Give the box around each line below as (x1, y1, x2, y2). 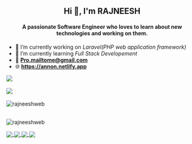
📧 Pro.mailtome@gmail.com (15, 56, 88, 63)
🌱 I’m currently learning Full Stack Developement (15, 49, 138, 57)
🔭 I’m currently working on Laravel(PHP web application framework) (15, 43, 187, 51)
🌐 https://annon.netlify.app (15, 62, 87, 70)
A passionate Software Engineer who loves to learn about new (22, 23, 182, 31)
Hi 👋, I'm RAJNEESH (63, 6, 141, 16)
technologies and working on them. (56, 29, 148, 37)
